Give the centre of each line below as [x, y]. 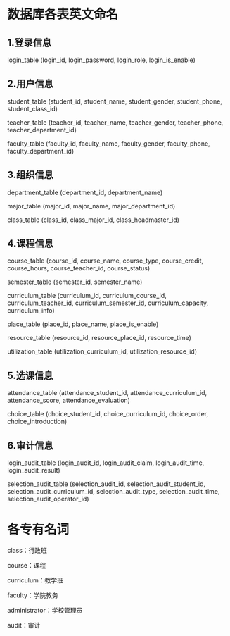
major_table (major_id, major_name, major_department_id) [91, 206]
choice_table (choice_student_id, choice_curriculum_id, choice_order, [108, 414]
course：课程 [27, 565]
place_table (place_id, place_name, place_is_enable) [83, 324]
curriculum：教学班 [35, 580]
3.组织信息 [31, 175]
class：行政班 [27, 550]
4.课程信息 [31, 244]
